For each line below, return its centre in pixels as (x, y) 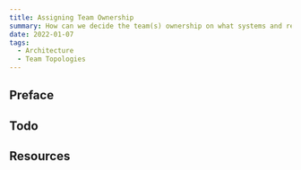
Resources (40, 156)
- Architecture (46, 51)
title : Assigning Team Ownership (72, 17)
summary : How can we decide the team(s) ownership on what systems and (146, 26)
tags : (19, 42)
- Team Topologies (52, 59)
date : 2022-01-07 (42, 34)
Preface (32, 95)
